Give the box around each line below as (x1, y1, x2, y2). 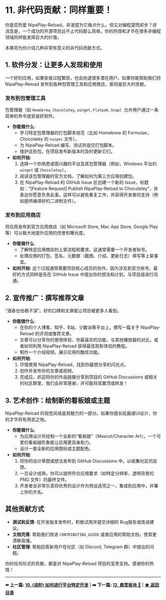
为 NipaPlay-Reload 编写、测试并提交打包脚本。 (19, 142, 117, 148)
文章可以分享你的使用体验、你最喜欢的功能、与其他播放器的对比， (19, 337, 154, 343)
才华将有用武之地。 (9, 416, 48, 422)
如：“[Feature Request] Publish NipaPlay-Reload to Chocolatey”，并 (19, 185, 159, 191)
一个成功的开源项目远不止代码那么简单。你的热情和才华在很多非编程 (22, 28, 161, 34)
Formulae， (127, 130, 152, 136)
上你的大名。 (19, 489, 46, 495)
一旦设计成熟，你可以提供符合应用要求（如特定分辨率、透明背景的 (19, 470, 154, 476)
